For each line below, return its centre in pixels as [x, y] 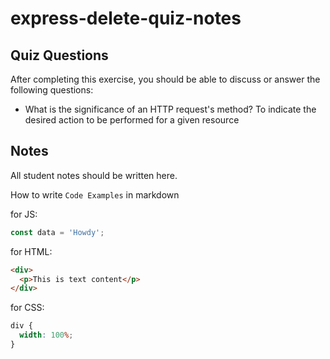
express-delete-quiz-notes [126, 18]
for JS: [24, 214]
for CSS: [27, 308]
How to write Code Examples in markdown [95, 194]
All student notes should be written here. [94, 175]
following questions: [52, 90]
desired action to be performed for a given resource [132, 120]
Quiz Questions [59, 55]
